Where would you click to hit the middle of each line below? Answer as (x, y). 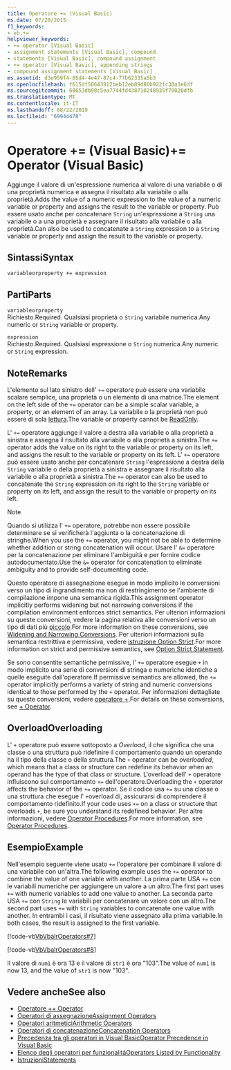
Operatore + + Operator (50, 1008)
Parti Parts (29, 294)
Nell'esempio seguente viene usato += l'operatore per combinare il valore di (115, 864)
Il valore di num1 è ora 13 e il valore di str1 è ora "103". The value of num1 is (111, 963)
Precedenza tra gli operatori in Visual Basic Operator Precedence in (113, 1038)
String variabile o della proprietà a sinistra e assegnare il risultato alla (106, 469)
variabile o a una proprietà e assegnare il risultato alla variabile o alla (105, 221)
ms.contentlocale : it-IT (43, 104)
